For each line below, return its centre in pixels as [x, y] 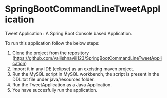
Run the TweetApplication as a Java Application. [62, 85]
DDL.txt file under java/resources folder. [53, 79]
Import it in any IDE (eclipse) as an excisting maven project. [73, 69]
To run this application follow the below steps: [52, 43]
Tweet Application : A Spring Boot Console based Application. [69, 33]
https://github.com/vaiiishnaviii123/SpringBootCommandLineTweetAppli [88, 58]
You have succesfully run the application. [55, 90]
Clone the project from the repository [51, 53]
